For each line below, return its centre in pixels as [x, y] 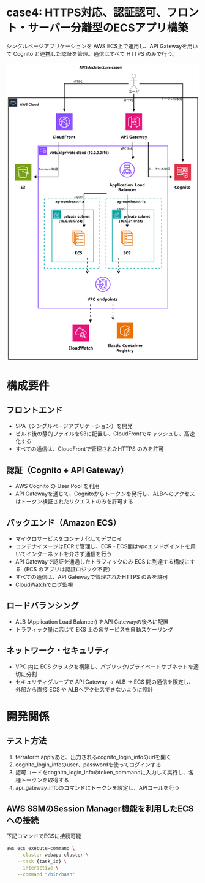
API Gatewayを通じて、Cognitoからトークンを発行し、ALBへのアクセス [105, 494]
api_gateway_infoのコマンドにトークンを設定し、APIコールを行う [97, 787]
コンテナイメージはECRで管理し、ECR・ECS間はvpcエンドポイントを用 [105, 546]
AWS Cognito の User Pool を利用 [57, 486]
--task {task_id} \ [42, 862]
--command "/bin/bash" [46, 874]
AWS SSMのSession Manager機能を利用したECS [100, 809]
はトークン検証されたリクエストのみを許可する [74, 502]
